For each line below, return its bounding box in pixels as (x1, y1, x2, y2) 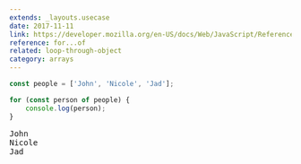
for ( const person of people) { (9, 95, 130, 104)
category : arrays (9, 55, 74, 64)
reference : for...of (9, 38, 87, 47)
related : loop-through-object (9, 47, 123, 56)
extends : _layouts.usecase (9, 13, 110, 22)
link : (9, 30, 30, 39)
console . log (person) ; (25, 104, 106, 113)
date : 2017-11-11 (9, 22, 74, 30)
